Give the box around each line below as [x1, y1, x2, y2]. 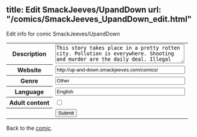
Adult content [9, 99, 50, 107]
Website [17, 66, 42, 75]
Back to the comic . [6, 124, 53, 132]
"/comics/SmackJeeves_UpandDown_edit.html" [6, 14, 192, 25]
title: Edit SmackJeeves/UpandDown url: [6, 5, 162, 15]
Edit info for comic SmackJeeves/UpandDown [6, 30, 120, 37]
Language [14, 88, 44, 96]
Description [12, 50, 47, 58]
